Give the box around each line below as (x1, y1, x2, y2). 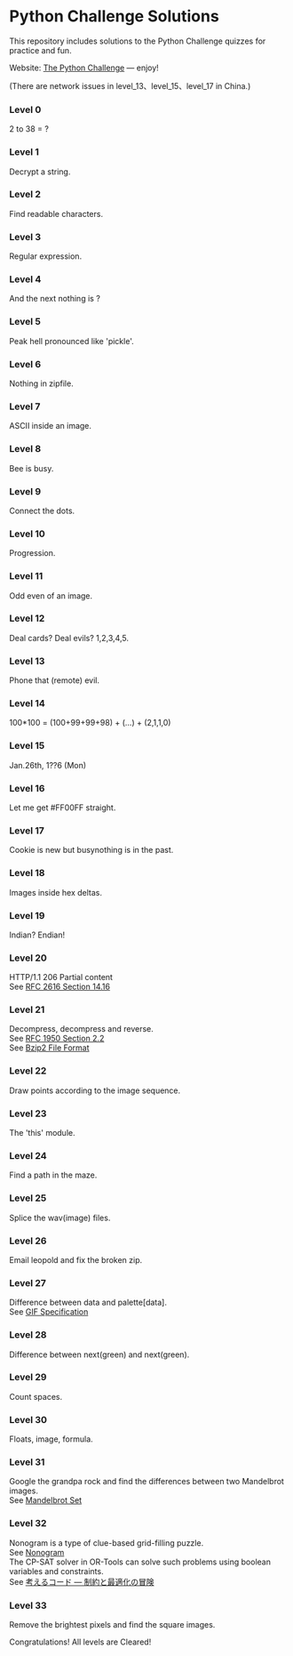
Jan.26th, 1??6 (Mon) (9, 760, 87, 770)
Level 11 (9, 570, 44, 583)
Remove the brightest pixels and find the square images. (9, 1620, 216, 1630)
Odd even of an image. (9, 590, 93, 601)
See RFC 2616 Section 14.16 (9, 981, 111, 993)
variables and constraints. (9, 1565, 104, 1576)
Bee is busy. (9, 462, 54, 473)
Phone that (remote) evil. (9, 675, 100, 686)
